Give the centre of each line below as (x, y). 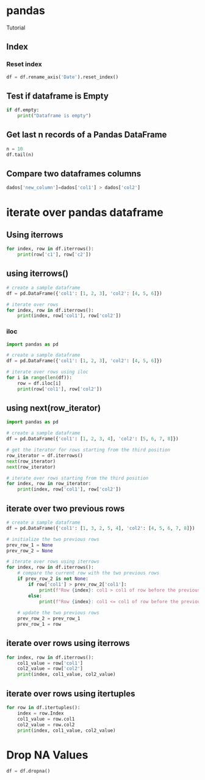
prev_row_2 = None (30, 551)
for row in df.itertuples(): (43, 708)
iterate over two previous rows (66, 508)
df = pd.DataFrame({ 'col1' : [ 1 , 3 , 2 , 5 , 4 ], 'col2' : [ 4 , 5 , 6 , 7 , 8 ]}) (101, 528)
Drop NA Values (47, 755)
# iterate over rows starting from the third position (77, 478)
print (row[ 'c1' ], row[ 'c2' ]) (54, 254)
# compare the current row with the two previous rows (88, 573)
